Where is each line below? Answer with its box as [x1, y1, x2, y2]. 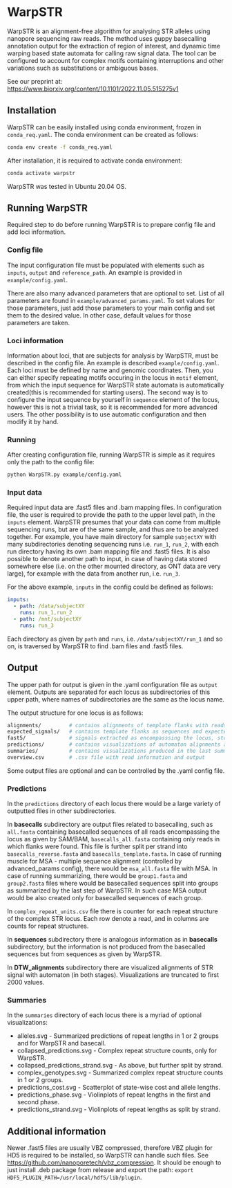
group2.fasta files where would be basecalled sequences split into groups [7, 879, 219, 888]
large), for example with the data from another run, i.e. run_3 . [7, 569, 181, 578]
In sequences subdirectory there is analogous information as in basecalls [7, 935, 217, 944]
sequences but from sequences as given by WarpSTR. [7, 950, 162, 958]
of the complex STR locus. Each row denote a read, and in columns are [7, 915, 209, 923]
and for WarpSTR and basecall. [17, 1039, 106, 1048]
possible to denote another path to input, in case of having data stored [7, 555, 208, 563]
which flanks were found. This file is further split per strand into [7, 842, 188, 851]
